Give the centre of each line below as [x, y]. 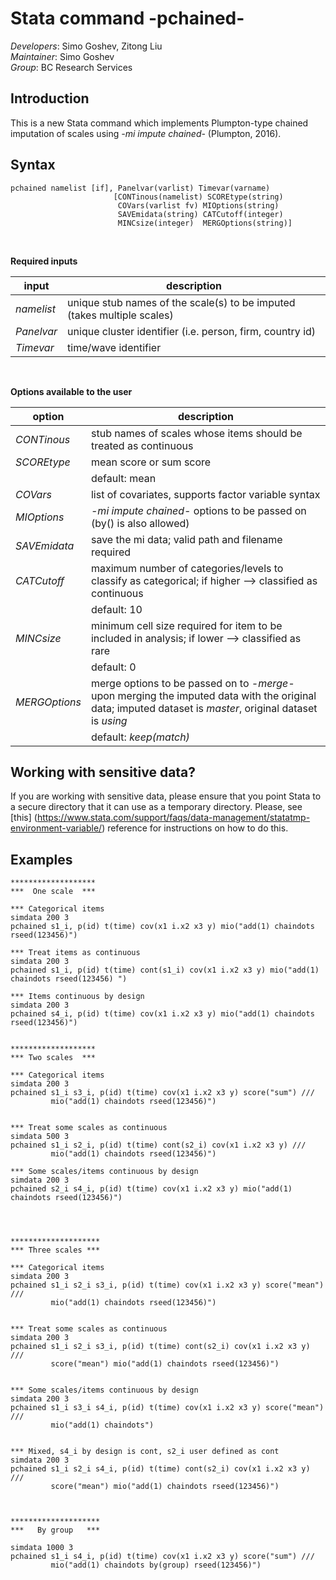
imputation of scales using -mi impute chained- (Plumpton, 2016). [146, 133]
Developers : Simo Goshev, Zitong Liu [86, 46]
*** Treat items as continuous [75, 953]
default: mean [123, 478]
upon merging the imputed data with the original [203, 695]
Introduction [50, 98]
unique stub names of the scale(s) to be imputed [181, 302]
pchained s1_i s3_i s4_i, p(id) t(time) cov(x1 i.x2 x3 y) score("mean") [167, 1408]
